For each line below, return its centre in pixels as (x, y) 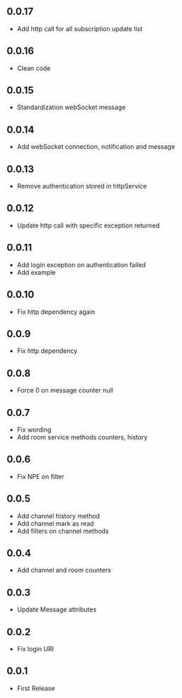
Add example (36, 272)
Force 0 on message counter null (65, 390)
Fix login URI (35, 649)
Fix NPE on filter (40, 476)
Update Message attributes (57, 609)
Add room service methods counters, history (82, 437)
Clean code (34, 68)
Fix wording (34, 429)
